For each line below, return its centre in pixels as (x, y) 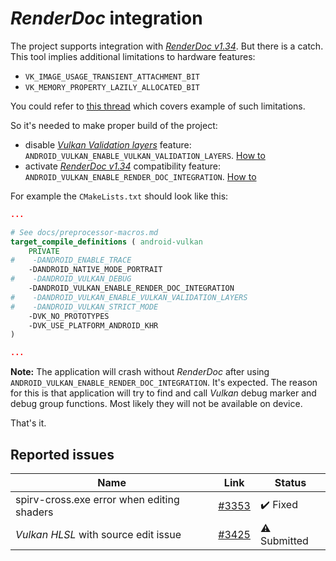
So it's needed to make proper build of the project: (114, 125)
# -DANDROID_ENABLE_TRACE (71, 260)
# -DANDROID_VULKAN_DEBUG (71, 279)
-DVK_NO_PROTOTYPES (69, 316)
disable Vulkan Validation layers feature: (108, 144)
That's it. (28, 423)
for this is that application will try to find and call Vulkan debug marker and (163, 393)
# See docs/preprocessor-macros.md (84, 232)
